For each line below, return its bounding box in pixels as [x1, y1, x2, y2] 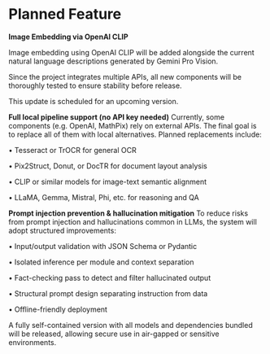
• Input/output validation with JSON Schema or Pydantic [8, 241, 198, 251]
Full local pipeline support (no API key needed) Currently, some [8, 111, 225, 122]
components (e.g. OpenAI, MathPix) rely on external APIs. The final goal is [8, 120, 257, 130]
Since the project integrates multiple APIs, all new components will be [8, 72, 242, 81]
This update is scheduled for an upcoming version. [8, 96, 179, 106]
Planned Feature [8, 5, 122, 24]
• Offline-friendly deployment [8, 304, 108, 314]
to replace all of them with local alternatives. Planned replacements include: [8, 129, 262, 139]
